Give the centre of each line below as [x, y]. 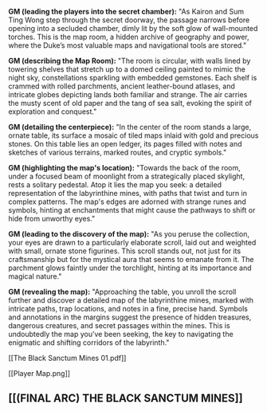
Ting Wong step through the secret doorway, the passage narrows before [129, 20]
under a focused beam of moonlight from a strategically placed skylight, [127, 176]
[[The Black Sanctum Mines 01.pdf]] [67, 358]
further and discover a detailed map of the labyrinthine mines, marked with [131, 300]
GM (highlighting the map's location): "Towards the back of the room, [124, 168]
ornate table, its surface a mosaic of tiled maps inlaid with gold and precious [133, 135]
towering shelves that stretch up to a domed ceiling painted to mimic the [127, 69]
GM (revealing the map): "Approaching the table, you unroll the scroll [122, 292]
